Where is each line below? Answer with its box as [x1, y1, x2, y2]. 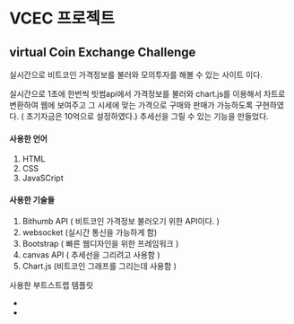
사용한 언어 [9, 133, 48, 144]
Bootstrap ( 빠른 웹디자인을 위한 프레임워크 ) [22, 239, 179, 250]
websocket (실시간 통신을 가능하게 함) [22, 227, 158, 238]
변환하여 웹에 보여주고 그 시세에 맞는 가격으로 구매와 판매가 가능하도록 [9, 100, 254, 110]
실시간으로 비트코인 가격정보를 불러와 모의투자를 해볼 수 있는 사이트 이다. [9, 69, 263, 80]
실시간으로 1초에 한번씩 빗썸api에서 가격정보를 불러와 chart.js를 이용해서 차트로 [9, 89, 286, 99]
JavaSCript [22, 172, 65, 184]
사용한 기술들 [9, 194, 56, 205]
